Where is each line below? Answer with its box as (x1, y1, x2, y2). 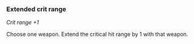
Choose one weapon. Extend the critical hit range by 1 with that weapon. (6, 31, 189, 38)
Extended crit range (6, 5, 66, 13)
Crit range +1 (6, 19, 40, 26)
